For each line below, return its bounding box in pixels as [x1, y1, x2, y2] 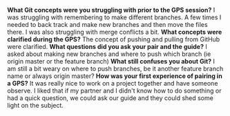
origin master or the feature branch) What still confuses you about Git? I [7, 57, 215, 65]
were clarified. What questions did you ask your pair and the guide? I [7, 43, 207, 50]
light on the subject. [7, 101, 64, 109]
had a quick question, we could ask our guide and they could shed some [7, 94, 214, 102]
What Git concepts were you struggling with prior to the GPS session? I [7, 6, 215, 14]
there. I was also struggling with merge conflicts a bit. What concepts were [7, 28, 222, 36]
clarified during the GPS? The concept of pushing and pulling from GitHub [7, 35, 220, 43]
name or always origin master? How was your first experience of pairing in [7, 72, 222, 80]
